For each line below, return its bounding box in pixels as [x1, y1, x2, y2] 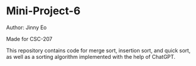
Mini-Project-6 [6, 4, 81, 18]
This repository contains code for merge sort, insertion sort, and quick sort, [6, 46, 191, 54]
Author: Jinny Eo [6, 24, 47, 31]
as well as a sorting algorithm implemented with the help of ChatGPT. [6, 53, 176, 60]
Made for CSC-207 [6, 35, 52, 42]
